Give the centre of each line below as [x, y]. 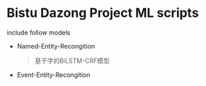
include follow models [39, 32]
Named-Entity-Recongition [56, 46]
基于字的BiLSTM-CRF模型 [72, 61]
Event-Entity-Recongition [53, 75]
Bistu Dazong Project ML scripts [103, 13]
